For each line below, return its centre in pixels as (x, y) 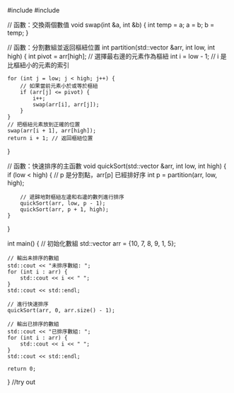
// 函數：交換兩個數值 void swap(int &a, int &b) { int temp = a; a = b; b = (111, 25)
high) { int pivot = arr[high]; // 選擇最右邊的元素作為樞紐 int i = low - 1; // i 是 (117, 56)
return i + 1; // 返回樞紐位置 (50, 138)
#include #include (34, 10)
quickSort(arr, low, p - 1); (63, 203)
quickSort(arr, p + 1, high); (65, 210)
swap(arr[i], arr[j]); (66, 105)
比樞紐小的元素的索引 (38, 65)
